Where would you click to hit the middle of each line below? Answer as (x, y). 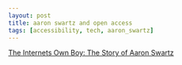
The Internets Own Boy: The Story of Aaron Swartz (91, 53)
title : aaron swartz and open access (70, 23)
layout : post (30, 15)
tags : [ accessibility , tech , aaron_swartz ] (81, 30)
